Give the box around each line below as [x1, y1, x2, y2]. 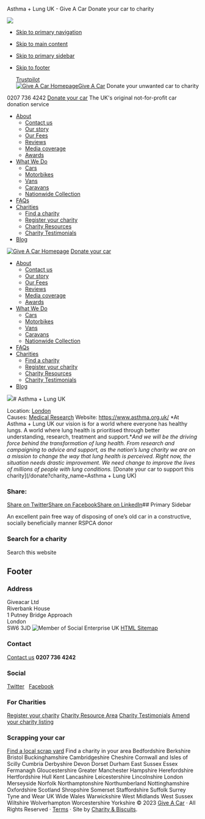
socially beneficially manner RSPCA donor [7, 519, 113, 527]
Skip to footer [15, 64, 51, 71]
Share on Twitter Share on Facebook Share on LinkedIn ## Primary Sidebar [7, 501, 192, 509]
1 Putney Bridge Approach [7, 611, 73, 619]
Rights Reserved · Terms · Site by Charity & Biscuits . [7, 806, 138, 813]
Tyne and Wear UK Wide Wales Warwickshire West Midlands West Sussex [7, 793, 193, 800]
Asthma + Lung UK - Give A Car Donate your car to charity [7, 5, 154, 12]
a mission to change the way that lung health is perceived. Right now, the [7, 453, 192, 460]
